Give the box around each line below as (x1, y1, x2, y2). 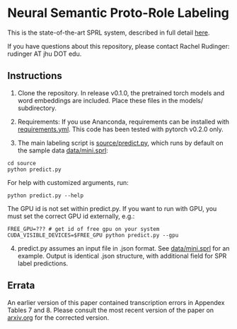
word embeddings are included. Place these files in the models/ (17, 96, 204, 104)
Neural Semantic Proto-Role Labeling (7, 5, 230, 21)
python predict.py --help (7, 192, 83, 199)
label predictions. (17, 259, 69, 268)
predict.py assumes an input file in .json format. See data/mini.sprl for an (17, 244, 230, 252)
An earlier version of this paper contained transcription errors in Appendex (7, 298, 225, 306)
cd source (7, 160, 37, 167)
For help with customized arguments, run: (7, 178, 129, 186)
